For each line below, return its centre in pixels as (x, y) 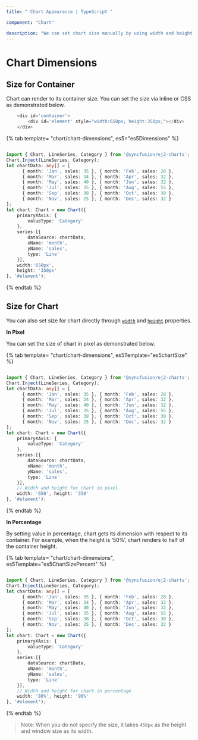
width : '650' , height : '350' (53, 494)
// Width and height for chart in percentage (74, 691)
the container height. (32, 546)
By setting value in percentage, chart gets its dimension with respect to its (97, 534)
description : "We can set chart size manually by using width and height (100, 33)
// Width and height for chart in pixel (67, 488)
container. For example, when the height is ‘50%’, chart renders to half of (95, 540)
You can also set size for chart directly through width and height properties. (99, 320)
